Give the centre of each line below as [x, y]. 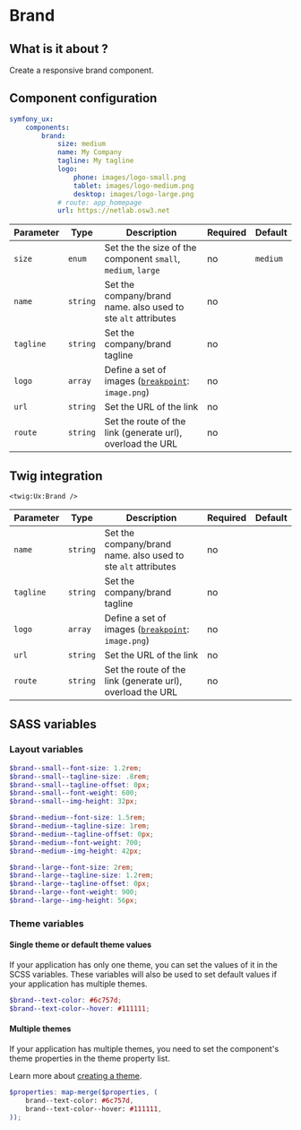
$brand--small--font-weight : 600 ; [74, 793]
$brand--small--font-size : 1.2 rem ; [76, 768]
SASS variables [53, 724]
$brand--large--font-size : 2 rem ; [72, 867]
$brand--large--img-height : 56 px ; [74, 901]
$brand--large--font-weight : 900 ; [74, 892]
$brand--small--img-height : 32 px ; [74, 802]
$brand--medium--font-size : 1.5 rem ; [77, 818]
